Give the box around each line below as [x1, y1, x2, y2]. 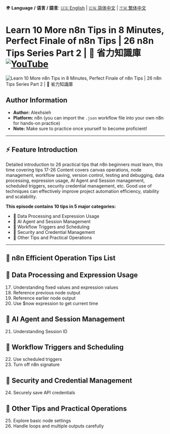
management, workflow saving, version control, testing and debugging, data [6, 172, 164, 178]
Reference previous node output [13, 289, 81, 295]
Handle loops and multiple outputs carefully [13, 423, 104, 429]
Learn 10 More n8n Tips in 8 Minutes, [6, 25, 164, 36]
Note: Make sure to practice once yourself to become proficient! [13, 126, 147, 132]
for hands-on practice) [13, 120, 61, 126]
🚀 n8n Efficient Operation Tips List [6, 254, 116, 262]
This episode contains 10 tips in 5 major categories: [6, 203, 116, 209]
